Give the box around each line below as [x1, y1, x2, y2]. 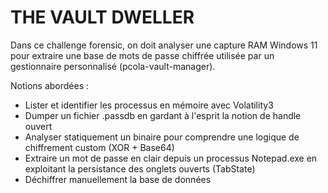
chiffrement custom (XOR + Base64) [24, 141, 175, 153]
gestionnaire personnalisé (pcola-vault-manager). [10, 60, 216, 72]
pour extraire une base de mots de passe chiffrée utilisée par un [10, 49, 275, 61]
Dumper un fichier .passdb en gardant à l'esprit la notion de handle [24, 109, 302, 121]
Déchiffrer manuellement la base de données [24, 173, 212, 185]
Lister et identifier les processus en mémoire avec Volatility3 [24, 99, 274, 111]
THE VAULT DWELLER [10, 6, 195, 29]
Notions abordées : [10, 79, 90, 91]
